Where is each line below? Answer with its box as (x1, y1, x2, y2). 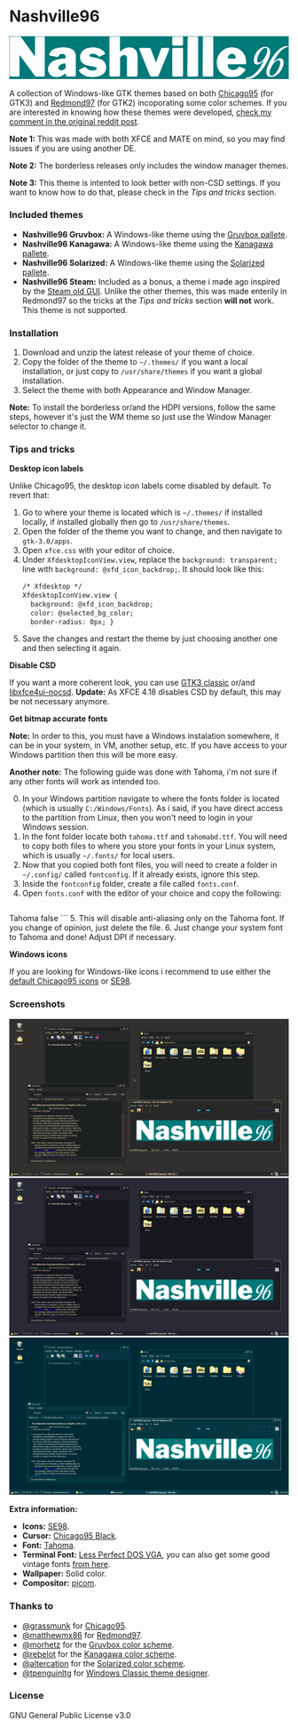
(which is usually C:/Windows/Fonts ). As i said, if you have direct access (21, 803, 284, 814)
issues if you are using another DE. (9, 142, 137, 153)
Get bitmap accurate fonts (9, 713, 108, 724)
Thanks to (9, 1600, 54, 1612)
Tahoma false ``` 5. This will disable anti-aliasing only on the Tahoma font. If (9, 913, 286, 924)
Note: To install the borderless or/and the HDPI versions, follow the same (9, 402, 277, 413)
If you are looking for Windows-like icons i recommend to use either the (9, 967, 271, 977)
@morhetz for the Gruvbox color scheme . (21, 1639, 175, 1650)
